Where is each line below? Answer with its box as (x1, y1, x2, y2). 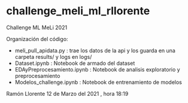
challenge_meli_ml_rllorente (6, 4, 150, 18)
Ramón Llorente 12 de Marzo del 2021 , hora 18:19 (6, 90, 129, 97)
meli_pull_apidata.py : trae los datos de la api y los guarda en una (14, 46, 175, 54)
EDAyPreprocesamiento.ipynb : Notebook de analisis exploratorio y (14, 65, 181, 73)
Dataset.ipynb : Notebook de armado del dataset (14, 60, 135, 67)
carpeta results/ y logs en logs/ (14, 53, 92, 60)
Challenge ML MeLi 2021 (6, 24, 68, 31)
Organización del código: (6, 35, 68, 42)
